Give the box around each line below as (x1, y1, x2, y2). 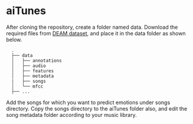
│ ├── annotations (11, 58, 62, 63)
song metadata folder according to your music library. (6, 111, 137, 118)
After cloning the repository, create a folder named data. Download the (6, 24, 178, 31)
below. (6, 36, 22, 43)
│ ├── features (11, 68, 54, 74)
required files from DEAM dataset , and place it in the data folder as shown (6, 29, 186, 36)
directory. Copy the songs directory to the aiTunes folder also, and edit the (6, 105, 188, 112)
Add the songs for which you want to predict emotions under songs (6, 99, 171, 106)
